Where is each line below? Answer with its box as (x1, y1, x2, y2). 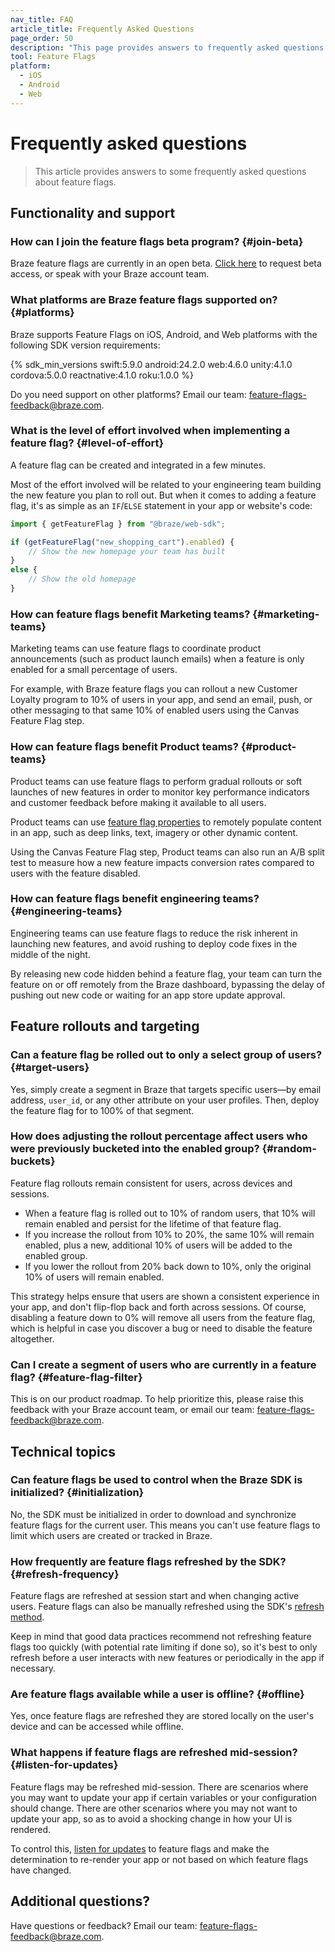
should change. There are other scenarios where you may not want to (10, 1802, 298, 1814)
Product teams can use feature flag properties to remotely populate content (10, 816, 322, 828)
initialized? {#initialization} (10, 1486, 145, 1500)
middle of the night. (10, 948, 91, 960)
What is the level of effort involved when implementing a (10, 424, 291, 438)
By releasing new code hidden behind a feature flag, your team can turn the (10, 967, 323, 980)
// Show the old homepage (28, 574, 137, 585)
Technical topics (10, 1443, 116, 1460)
